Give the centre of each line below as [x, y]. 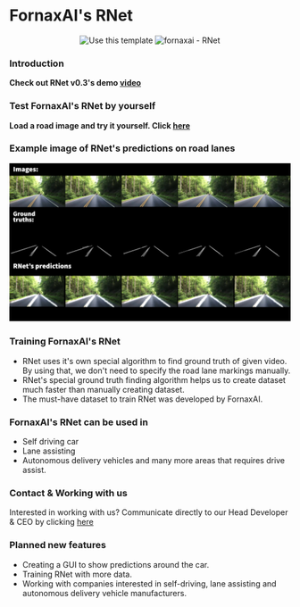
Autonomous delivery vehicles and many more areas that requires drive [154, 460]
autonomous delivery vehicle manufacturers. [104, 593]
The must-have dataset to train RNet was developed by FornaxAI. [142, 399]
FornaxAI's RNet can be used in [79, 422]
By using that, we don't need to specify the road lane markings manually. [156, 370]
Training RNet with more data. [77, 574]
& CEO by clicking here [51, 522]
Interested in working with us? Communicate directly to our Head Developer [149, 512]
